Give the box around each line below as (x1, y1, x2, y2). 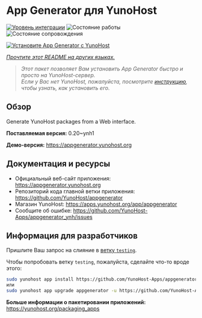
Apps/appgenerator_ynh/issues (14, 213, 93, 220)
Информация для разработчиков (6, 231, 138, 241)
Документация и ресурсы (6, 159, 111, 169)
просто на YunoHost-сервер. (20, 71, 96, 78)
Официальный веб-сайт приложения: (14, 174, 111, 182)
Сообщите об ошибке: (14, 206, 72, 214)
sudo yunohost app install (6, 276, 74, 282)
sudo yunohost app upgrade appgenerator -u (6, 288, 117, 294)
